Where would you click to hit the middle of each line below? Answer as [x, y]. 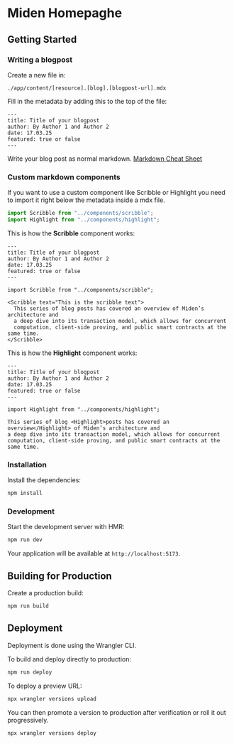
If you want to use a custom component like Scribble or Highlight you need [116, 193]
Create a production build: [45, 593]
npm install [25, 493]
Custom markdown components [64, 177]
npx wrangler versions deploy [52, 733]
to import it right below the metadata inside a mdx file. [86, 200]
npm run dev [25, 540]
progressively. [28, 720]
